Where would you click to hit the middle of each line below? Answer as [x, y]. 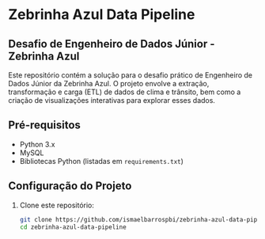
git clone [36, 219]
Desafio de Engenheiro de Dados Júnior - [112, 44]
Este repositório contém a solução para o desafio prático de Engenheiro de [131, 75]
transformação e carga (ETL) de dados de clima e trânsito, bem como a [125, 92]
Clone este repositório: [57, 205]
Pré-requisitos [45, 125]
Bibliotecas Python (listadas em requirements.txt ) [102, 161]
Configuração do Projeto [70, 186]
